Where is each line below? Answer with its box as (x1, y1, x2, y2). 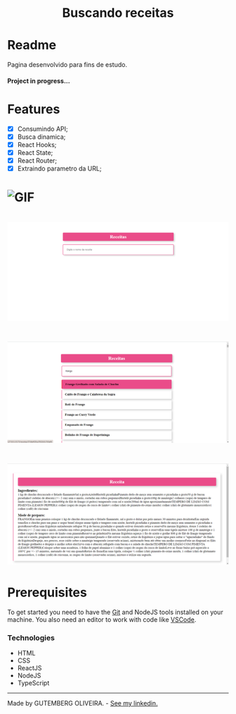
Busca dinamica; (17, 132, 66, 141)
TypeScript (17, 679, 50, 687)
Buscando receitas (62, 5, 174, 21)
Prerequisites (7, 584, 88, 601)
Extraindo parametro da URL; (17, 164, 102, 173)
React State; (17, 148, 53, 156)
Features (7, 101, 60, 117)
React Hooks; (17, 140, 57, 149)
